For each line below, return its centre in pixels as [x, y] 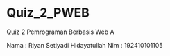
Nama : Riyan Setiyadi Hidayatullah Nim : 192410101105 [85, 45]
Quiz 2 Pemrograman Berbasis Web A [61, 32]
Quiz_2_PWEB [48, 13]
